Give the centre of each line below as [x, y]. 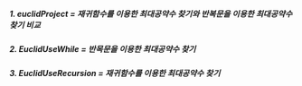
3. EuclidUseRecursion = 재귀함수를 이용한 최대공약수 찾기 [115, 73]
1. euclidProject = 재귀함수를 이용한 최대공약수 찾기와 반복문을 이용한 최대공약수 [151, 13]
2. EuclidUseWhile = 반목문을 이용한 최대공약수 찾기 [103, 48]
